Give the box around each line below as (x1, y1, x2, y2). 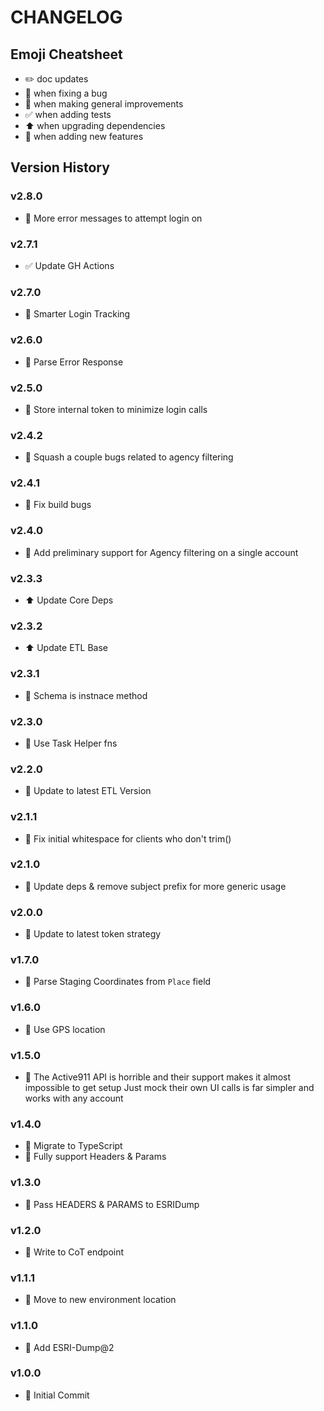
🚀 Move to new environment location (24, 1294, 177, 1306)
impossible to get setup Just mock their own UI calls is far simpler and (24, 1082, 315, 1094)
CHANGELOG (10, 6, 123, 29)
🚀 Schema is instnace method (24, 689, 148, 701)
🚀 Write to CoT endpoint (24, 1246, 125, 1258)
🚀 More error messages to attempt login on (24, 212, 203, 224)
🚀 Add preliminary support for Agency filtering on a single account (24, 546, 299, 558)
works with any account (24, 1092, 124, 1105)
